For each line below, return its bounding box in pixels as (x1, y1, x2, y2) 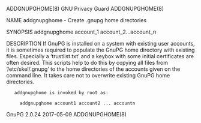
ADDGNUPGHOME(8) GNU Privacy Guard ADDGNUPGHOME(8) (6, 5, 164, 12)
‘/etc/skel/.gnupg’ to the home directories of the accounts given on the (6, 65, 181, 73)
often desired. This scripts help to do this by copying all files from (6, 59, 169, 66)
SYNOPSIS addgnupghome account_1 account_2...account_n (6, 28, 157, 35)
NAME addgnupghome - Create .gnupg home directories (6, 17, 147, 23)
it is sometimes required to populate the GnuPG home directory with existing (6, 46, 195, 53)
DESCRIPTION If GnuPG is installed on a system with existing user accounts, (6, 40, 195, 47)
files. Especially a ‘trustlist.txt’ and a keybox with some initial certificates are (6, 53, 194, 59)
